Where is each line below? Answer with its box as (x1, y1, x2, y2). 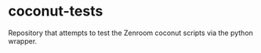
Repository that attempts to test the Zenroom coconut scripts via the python (8, 28, 253, 37)
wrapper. (8, 36, 38, 45)
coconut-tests (8, 2, 103, 20)
